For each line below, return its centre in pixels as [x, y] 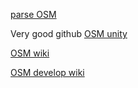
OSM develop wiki [47, 72]
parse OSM [33, 14]
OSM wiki [30, 53]
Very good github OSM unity [69, 33]
